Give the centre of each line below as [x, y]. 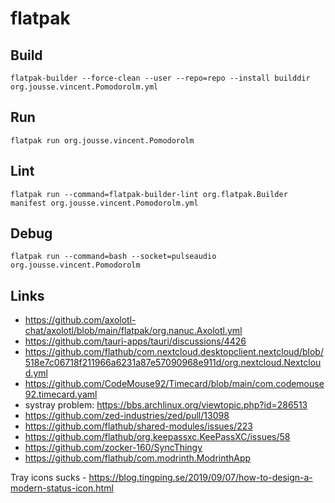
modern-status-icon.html [62, 488]
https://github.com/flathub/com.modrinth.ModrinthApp [138, 458]
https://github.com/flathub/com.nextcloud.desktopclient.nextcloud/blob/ [174, 352]
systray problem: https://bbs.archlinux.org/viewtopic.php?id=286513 [166, 405]
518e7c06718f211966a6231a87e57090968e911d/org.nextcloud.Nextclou [173, 363]
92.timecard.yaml [61, 394]
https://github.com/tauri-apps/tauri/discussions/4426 [135, 341]
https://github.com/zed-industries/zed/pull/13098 [127, 416]
